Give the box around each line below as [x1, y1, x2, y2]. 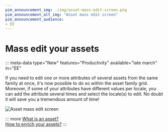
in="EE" [5, 65, 22, 71]
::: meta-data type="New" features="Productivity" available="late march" [5, 60, 157, 66]
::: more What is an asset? [5, 116, 59, 122]
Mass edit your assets [5, 43, 100, 54]
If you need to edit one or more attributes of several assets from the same [5, 75, 158, 81]
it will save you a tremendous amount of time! [5, 96, 100, 102]
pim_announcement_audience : [5, 17, 64, 22]
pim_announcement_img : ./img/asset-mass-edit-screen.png [5, 7, 127, 13]
